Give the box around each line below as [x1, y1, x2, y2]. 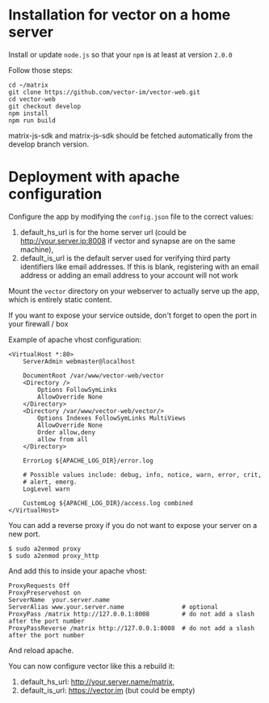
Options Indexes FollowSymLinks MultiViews [37, 414, 186, 422]
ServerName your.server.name [8, 595, 111, 604]
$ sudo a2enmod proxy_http [8, 552, 99, 560]
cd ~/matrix [8, 81, 48, 89]
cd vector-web [8, 95, 57, 103]
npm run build [8, 116, 57, 125]
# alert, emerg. [23, 478, 78, 486]
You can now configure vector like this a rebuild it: [8, 661, 175, 671]
